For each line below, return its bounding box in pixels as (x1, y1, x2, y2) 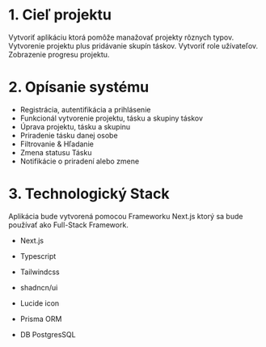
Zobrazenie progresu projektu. (8, 49, 110, 59)
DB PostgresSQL (19, 329, 76, 339)
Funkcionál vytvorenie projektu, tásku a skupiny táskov (19, 113, 204, 123)
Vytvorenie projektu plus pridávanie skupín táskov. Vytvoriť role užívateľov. (8, 40, 259, 50)
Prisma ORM (19, 314, 62, 324)
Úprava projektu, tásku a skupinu (19, 121, 131, 131)
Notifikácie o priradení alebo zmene (19, 156, 140, 166)
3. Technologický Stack (8, 184, 170, 203)
